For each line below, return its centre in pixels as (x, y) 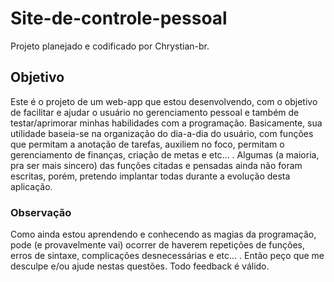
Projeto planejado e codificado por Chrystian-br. (110, 46)
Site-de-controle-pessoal (119, 18)
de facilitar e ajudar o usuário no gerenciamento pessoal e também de (155, 112)
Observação (41, 212)
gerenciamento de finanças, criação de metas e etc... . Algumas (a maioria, (165, 154)
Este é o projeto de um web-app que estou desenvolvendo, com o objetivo (164, 101)
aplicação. (31, 186)
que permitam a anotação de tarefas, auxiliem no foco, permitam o (147, 144)
